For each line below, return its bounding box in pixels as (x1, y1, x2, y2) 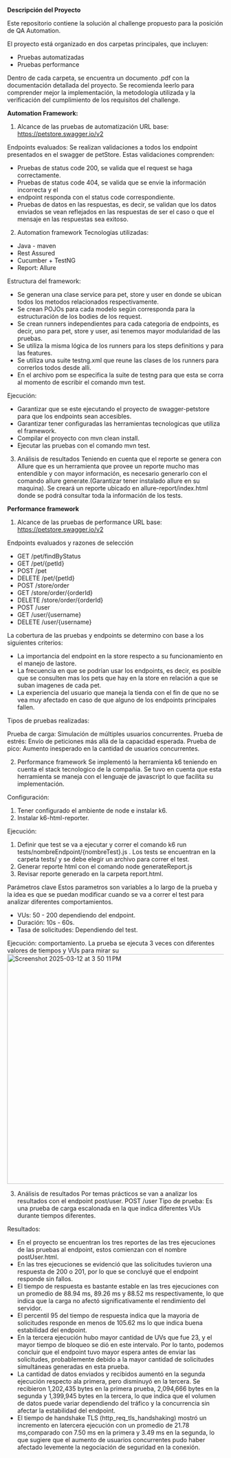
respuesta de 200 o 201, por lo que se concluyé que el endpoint (16, 1267, 199, 1275)
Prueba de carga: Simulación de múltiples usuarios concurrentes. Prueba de (7, 730, 223, 738)
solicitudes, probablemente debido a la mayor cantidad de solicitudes (16, 1355, 214, 1363)
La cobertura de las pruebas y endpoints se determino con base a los (7, 632, 204, 639)
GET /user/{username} (16, 611, 82, 618)
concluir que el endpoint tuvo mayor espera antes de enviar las (16, 1348, 196, 1356)
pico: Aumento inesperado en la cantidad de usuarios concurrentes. (7, 744, 200, 753)
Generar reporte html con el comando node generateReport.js (16, 862, 192, 871)
